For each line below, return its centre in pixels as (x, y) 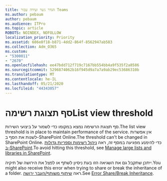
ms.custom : (16, 51)
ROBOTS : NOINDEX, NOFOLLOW (33, 33)
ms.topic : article (24, 28)
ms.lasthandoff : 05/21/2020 (34, 84)
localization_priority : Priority (40, 38)
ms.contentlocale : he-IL (31, 79)
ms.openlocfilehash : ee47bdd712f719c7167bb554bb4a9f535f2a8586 (72, 65)
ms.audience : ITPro (25, 24)
